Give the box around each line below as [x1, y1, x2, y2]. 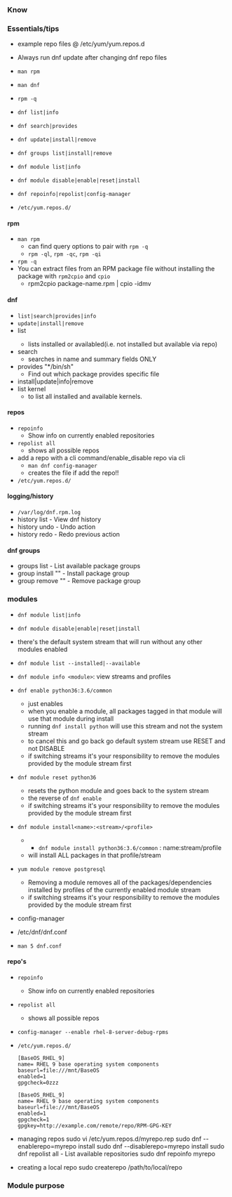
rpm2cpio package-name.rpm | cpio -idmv [27, 280, 152, 288]
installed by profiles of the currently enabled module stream [27, 885, 201, 894]
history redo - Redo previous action [17, 530, 121, 539]
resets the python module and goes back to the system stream [27, 786, 209, 794]
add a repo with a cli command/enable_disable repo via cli [17, 453, 186, 462]
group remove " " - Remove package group [17, 577, 141, 585]
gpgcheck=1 [17, 1116, 50, 1123]
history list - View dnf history [17, 515, 102, 524]
